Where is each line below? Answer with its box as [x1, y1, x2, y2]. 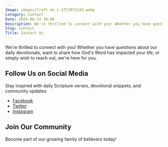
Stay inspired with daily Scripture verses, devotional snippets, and [5, 82, 141, 88]
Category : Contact [5, 12, 43, 17]
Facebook [12, 97, 33, 103]
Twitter [12, 103, 27, 109]
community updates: [5, 88, 47, 94]
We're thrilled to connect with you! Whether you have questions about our [5, 44, 157, 50]
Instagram [12, 108, 33, 114]
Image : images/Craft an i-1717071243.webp [5, 7, 95, 12]
